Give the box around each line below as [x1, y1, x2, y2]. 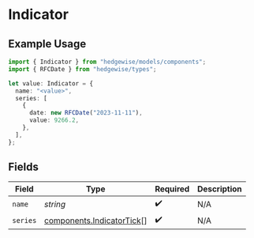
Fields [8, 161, 39, 174]
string [44, 198, 66, 210]
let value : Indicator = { [8, 79, 93, 88]
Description [196, 183, 242, 195]
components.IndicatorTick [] [44, 215, 148, 226]
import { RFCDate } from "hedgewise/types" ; [8, 65, 157, 73]
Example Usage [8, 37, 87, 51]
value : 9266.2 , [28, 116, 80, 124]
